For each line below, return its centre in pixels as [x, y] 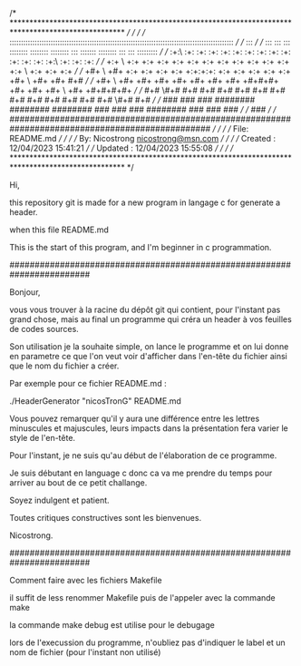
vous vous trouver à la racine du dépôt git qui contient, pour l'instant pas [145, 309]
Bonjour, [25, 292]
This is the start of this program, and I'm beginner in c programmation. [141, 247]
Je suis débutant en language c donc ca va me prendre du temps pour [141, 473]
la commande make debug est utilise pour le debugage [112, 625]
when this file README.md [59, 230]
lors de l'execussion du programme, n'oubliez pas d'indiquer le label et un [147, 642]
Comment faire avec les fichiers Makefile [86, 580]
